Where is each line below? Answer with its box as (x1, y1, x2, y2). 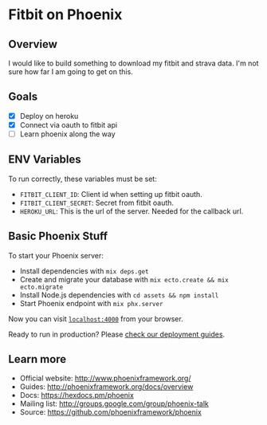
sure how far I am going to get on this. (8, 67, 133, 77)
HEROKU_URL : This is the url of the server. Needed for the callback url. (19, 206, 244, 216)
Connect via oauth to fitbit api (19, 120, 118, 129)
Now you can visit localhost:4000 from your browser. (8, 313, 183, 324)
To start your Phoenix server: (8, 250, 104, 260)
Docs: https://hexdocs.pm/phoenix (19, 391, 134, 400)
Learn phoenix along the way (19, 129, 116, 139)
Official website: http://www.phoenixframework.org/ (19, 373, 191, 384)
